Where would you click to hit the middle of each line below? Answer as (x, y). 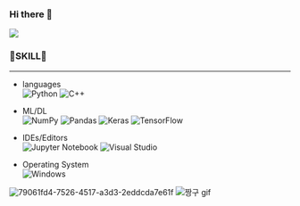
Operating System (55, 164)
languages (42, 84)
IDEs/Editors (45, 137)
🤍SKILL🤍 (28, 56)
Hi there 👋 (31, 14)
